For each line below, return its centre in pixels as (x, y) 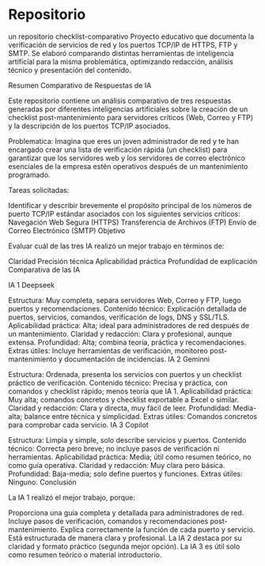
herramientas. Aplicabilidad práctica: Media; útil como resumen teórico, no (130, 457)
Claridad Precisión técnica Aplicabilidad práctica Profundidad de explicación (133, 261)
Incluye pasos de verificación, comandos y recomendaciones (108, 521)
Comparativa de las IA (44, 270)
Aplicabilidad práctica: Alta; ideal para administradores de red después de (129, 325)
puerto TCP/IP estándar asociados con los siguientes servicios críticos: (125, 213)
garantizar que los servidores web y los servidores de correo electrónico (127, 158)
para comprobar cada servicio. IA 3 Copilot (78, 424)
